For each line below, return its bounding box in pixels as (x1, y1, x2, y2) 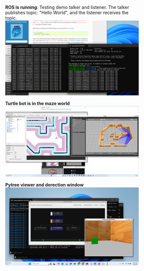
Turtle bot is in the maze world (5, 101, 70, 107)
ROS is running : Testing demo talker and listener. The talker (5, 5, 129, 10)
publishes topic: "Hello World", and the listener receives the (5, 10, 129, 16)
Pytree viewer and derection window (5, 182, 84, 188)
